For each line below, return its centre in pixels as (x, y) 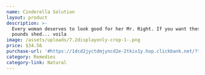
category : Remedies (31, 57)
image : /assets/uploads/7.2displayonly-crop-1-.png (73, 40)
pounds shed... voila (39, 34)
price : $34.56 (24, 46)
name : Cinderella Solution (41, 12)
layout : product (27, 18)
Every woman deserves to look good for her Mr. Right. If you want (99, 29)
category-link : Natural (37, 62)
